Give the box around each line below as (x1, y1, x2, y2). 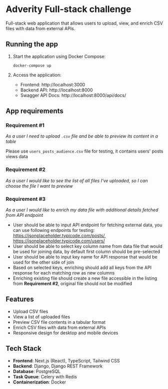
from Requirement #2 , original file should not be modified (12, 281, 132, 287)
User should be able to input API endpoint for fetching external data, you (12, 222, 162, 228)
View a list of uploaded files (12, 314, 70, 320)
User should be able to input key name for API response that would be (12, 254, 157, 260)
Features (5, 295, 34, 304)
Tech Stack (5, 344, 41, 353)
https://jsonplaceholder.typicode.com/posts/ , (12, 232, 106, 239)
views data (5, 154, 28, 160)
